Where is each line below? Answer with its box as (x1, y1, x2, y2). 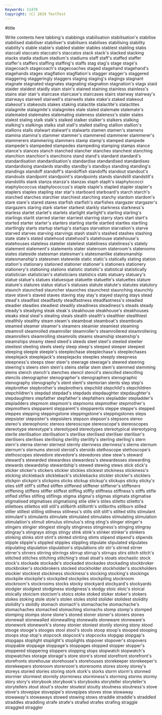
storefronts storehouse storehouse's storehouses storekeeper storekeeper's (5, 658, 157, 664)
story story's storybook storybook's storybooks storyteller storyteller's (5, 679, 147, 684)
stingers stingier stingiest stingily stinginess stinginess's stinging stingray (5, 524, 151, 530)
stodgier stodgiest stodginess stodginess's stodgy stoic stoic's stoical (5, 585, 145, 592)
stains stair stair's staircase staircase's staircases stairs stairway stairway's (5, 91, 156, 97)
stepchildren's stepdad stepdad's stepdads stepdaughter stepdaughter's (5, 390, 151, 396)
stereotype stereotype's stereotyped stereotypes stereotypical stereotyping (5, 426, 157, 432)
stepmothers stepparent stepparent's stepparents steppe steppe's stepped (5, 406, 155, 411)
